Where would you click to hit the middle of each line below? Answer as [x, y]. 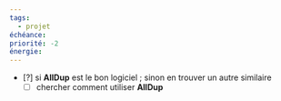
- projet [34, 26]
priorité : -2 [34, 43]
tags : [20, 18]
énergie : [26, 52]
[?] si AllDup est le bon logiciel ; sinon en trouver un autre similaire [147, 77]
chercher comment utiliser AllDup [100, 87]
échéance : [28, 35]
